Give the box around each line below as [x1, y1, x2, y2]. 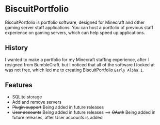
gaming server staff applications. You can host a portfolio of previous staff [5, 24, 154, 30]
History [5, 44, 28, 52]
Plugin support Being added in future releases [12, 104, 104, 110]
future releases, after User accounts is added [12, 114, 103, 120]
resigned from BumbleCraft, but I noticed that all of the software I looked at [5, 62, 155, 67]
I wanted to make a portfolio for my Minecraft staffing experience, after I [5, 57, 149, 62]
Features [5, 81, 32, 89]
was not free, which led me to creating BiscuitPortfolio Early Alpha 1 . [5, 67, 144, 73]
